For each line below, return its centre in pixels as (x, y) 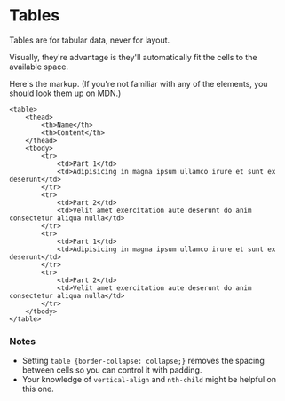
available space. (39, 67)
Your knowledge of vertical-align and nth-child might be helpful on (149, 380)
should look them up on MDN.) (65, 93)
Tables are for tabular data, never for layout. (90, 40)
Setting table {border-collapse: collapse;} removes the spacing (143, 361)
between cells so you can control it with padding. (112, 370)
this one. (38, 389)
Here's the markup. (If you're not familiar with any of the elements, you (139, 83)
